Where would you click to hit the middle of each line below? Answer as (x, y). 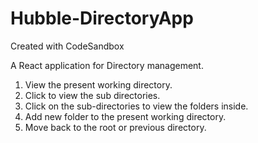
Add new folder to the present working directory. (125, 116)
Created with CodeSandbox (67, 46)
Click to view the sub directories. (92, 95)
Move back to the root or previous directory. (115, 127)
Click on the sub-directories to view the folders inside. (136, 106)
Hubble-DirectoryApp (102, 18)
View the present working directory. (98, 84)
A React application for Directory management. (107, 65)
